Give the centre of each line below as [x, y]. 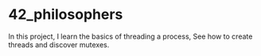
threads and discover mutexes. [59, 44]
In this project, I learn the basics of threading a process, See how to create [130, 36]
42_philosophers [66, 15]
